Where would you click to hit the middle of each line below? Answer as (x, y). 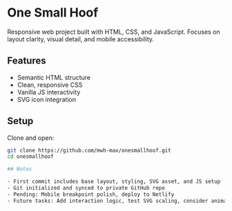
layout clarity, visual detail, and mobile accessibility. (80, 39)
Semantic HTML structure (54, 77)
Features (27, 61)
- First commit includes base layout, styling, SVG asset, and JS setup (114, 182)
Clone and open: (31, 138)
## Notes (20, 169)
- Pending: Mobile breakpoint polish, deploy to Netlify (91, 194)
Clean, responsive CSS (50, 85)
